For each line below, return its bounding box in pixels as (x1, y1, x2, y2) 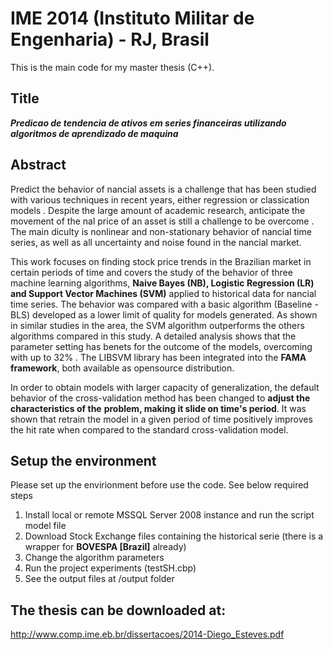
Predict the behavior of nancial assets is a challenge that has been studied (10, 183, 317, 195)
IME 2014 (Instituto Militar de (10, 7, 255, 30)
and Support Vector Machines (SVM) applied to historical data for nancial (10, 287, 317, 299)
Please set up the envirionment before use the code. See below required (10, 479, 309, 491)
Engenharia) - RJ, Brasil (10, 28, 210, 51)
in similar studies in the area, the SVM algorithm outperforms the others (10, 319, 305, 331)
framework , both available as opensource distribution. (10, 362, 235, 374)
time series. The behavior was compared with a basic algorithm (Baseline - (10, 298, 319, 310)
